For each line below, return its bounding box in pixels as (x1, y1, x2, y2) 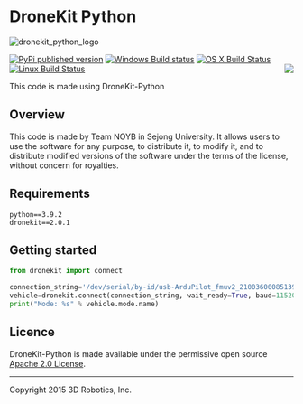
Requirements (9, 186, 90, 202)
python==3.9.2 (9, 210, 63, 219)
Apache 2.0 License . (9, 358, 86, 369)
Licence (9, 324, 56, 340)
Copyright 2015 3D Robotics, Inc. (9, 384, 133, 395)
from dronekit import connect (9, 267, 124, 276)
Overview (9, 107, 66, 123)
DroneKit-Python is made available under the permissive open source (9, 348, 268, 359)
